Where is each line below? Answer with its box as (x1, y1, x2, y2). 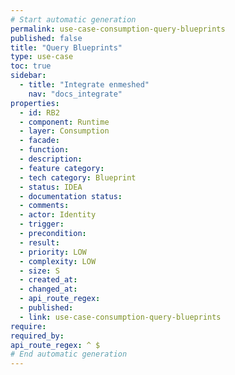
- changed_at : (19, 284, 78, 295)
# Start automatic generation (10, 14, 137, 25)
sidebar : (10, 71, 47, 81)
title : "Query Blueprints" (10, 42, 123, 53)
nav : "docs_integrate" (28, 89, 123, 99)
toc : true (10, 61, 52, 71)
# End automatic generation (10, 349, 128, 360)
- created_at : (19, 275, 78, 285)
